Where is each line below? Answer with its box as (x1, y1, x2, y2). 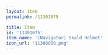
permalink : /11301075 (6, 14, 59, 20)
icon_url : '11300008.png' (6, 41, 69, 46)
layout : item (6, 8, 38, 14)
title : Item (6, 24, 35, 30)
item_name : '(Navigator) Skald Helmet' (6, 35, 103, 41)
